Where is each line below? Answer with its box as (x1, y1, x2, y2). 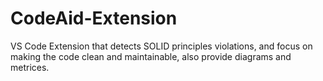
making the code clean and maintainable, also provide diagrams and (10, 50, 292, 62)
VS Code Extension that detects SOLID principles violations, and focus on (10, 40, 313, 52)
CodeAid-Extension (10, 7, 178, 30)
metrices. (10, 61, 50, 73)
